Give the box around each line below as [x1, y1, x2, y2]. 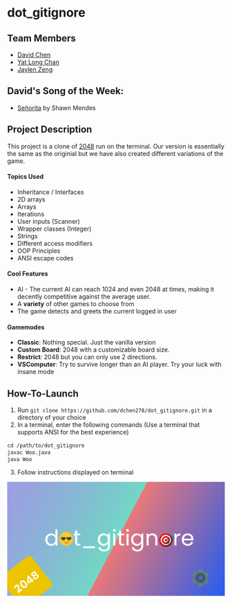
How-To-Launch [7, 387, 79, 399]
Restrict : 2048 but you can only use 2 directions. [17, 353, 157, 361]
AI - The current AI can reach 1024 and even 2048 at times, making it [17, 285, 215, 294]
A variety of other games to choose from [17, 300, 135, 308]
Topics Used [7, 173, 44, 181]
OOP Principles [17, 247, 61, 255]
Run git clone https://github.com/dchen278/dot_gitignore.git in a [17, 406, 213, 414]
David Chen [17, 50, 51, 59]
